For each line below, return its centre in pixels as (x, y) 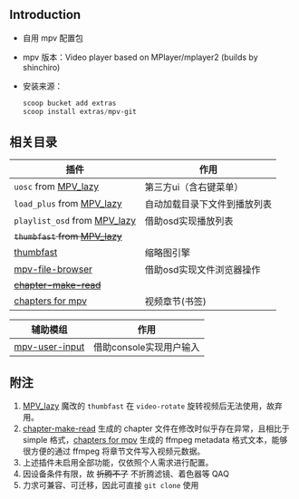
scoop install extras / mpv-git (80, 111)
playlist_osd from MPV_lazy (75, 221)
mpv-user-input (49, 347)
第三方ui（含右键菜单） (194, 187)
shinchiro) (41, 67)
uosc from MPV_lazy (57, 187)
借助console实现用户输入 (147, 348)
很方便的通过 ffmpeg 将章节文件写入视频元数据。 (114, 451)
